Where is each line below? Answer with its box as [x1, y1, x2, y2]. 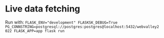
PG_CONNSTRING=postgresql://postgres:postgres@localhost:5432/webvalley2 [5, 24, 160, 29]
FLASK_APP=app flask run [14, 28, 65, 33]
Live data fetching [5, 3, 81, 14]
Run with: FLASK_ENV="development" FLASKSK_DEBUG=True [5, 19, 118, 25]
